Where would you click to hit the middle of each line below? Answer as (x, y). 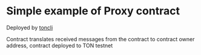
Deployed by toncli (30, 27)
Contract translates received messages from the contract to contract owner (100, 39)
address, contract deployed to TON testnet (60, 45)
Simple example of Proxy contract (93, 11)
